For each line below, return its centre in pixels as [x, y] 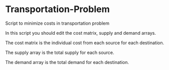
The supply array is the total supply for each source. [60, 52]
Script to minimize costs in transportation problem [57, 23]
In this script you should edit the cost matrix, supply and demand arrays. [81, 33]
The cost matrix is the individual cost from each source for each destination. [85, 43]
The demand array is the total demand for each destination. [67, 62]
